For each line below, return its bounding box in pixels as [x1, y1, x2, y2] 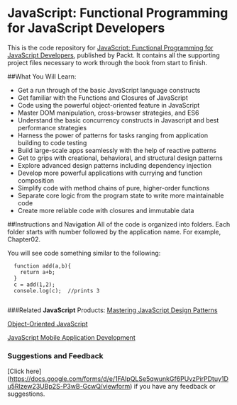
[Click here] [7, 367, 42, 376]
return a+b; [20, 268, 55, 275]
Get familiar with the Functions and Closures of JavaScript [17, 93, 188, 102]
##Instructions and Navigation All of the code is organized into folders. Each [7, 219, 231, 228]
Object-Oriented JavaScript [7, 319, 88, 328]
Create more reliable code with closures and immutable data [17, 206, 194, 215]
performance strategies [17, 123, 87, 132]
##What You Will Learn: [7, 72, 77, 81]
